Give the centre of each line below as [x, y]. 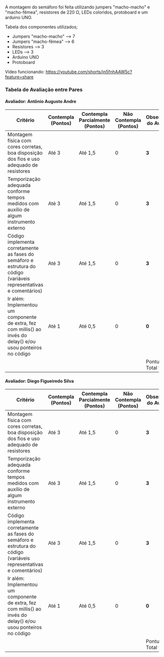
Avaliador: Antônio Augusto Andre [41, 101]
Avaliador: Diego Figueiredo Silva [40, 381]
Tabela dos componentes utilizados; [41, 27]
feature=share [19, 77]
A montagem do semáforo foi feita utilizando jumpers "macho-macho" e [78, 7]
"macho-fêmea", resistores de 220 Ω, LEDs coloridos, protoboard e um [76, 12]
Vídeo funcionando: [25, 72]
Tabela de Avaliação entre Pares [44, 89]
